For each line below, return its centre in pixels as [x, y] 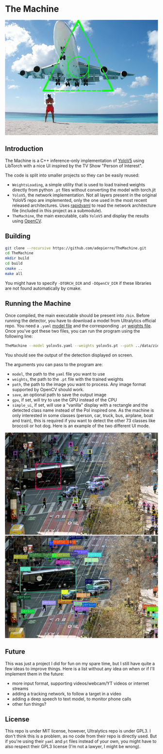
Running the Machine [38, 304]
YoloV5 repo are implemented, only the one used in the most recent [79, 200]
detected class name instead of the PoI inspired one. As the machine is [83, 410]
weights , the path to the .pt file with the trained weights [68, 379]
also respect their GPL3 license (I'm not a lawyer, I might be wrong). [73, 747]
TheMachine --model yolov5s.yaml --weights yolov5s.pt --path [69, 346]
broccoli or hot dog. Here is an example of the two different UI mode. [81, 426]
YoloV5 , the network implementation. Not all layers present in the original [84, 195]
